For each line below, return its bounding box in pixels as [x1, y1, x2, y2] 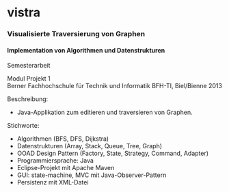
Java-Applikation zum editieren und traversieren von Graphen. [16, 108, 193, 117]
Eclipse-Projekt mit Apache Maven [16, 164, 115, 172]
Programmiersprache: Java [16, 156, 94, 165]
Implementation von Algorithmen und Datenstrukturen [7, 46, 165, 54]
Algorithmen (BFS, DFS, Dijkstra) [16, 135, 109, 143]
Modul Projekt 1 [7, 74, 51, 83]
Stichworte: [7, 122, 40, 130]
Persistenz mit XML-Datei [16, 178, 89, 187]
